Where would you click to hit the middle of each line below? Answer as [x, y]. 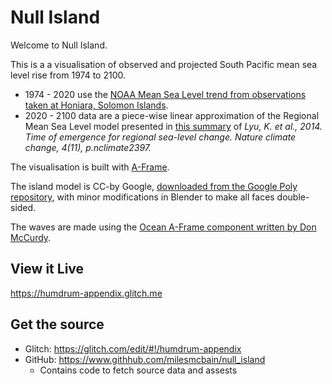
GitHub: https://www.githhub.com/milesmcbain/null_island [145, 359]
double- [293, 197]
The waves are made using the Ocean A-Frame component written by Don [163, 227]
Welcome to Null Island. [59, 45]
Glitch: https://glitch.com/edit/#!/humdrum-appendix [133, 348]
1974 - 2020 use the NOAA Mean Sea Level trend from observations [165, 94]
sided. [23, 207]
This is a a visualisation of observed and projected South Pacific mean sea [164, 64]
